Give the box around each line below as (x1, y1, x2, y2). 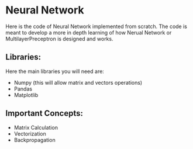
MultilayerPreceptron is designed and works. (5, 35, 113, 42)
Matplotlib (13, 91, 39, 98)
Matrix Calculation (13, 124, 58, 131)
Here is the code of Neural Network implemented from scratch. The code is (5, 23, 188, 30)
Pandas (13, 85, 33, 92)
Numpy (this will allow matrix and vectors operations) (13, 79, 143, 86)
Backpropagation (13, 136, 56, 143)
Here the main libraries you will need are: (5, 68, 105, 75)
